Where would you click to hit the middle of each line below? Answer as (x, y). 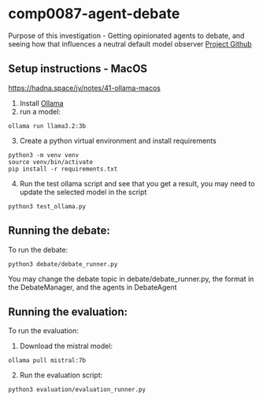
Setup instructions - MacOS (78, 69)
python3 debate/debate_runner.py (63, 264)
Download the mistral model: (66, 346)
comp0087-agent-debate (94, 14)
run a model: (40, 111)
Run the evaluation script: (61, 375)
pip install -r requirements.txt (63, 169)
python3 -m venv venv (44, 155)
